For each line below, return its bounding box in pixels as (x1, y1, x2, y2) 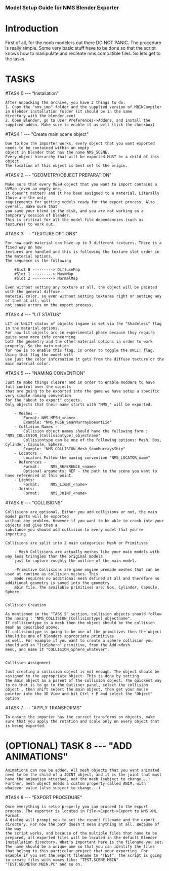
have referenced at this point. (5, 473, 73, 478)
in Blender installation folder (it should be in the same (5, 108, 133, 114)
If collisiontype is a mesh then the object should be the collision (5, 620, 155, 625)
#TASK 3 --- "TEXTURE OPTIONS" (5, 230, 77, 237)
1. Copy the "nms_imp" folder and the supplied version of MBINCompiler (5, 104, 162, 110)
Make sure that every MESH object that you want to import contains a (5, 182, 157, 187)
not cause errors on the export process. (5, 302, 94, 308)
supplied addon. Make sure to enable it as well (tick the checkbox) (5, 122, 155, 127)
